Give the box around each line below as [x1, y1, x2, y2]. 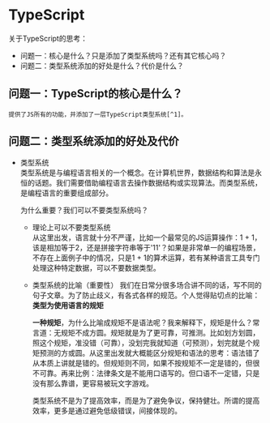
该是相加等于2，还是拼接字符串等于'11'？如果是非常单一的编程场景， [32, 242, 260, 252]
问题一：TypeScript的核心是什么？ [8, 87, 183, 100]
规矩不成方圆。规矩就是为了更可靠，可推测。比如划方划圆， [60, 327, 260, 337]
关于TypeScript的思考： [8, 33, 88, 43]
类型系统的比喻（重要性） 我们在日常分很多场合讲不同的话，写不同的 [32, 280, 262, 289]
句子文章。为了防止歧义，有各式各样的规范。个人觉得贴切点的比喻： [32, 290, 260, 300]
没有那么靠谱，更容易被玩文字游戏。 [32, 378, 154, 388]
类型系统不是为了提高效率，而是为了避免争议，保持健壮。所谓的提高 [32, 395, 260, 405]
